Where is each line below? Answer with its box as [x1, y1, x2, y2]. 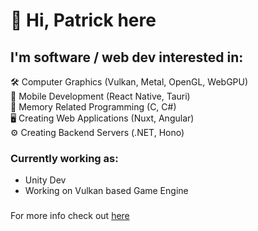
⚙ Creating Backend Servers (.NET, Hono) [10, 127, 185, 138]
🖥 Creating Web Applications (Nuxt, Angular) [10, 112, 195, 124]
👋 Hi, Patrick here [10, 9, 157, 32]
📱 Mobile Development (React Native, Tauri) [10, 90, 191, 102]
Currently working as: [10, 151, 119, 165]
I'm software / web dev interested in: [10, 49, 244, 66]
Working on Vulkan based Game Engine [24, 185, 189, 197]
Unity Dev [24, 174, 67, 186]
